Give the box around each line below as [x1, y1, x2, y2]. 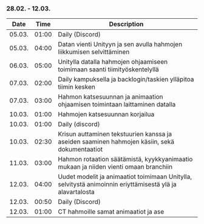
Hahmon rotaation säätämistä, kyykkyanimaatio [57, 155, 193, 164]
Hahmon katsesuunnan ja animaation [57, 93, 163, 101]
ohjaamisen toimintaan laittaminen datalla [57, 100, 176, 109]
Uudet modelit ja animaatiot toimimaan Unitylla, [57, 172, 192, 181]
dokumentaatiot [57, 145, 103, 153]
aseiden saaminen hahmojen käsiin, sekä [57, 138, 175, 146]
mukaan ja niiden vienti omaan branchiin [57, 163, 173, 171]
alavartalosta [57, 187, 95, 196]
